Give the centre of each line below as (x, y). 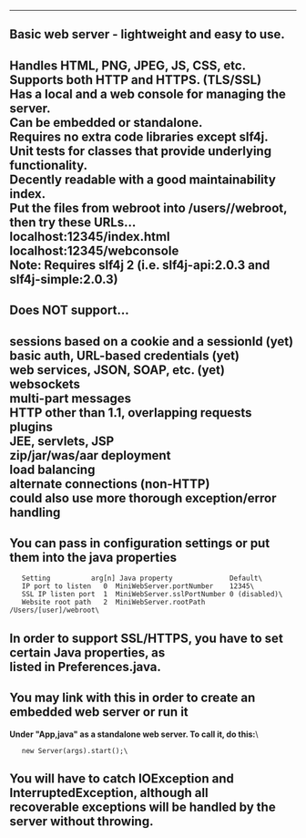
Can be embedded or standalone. (106, 123)
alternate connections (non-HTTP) (110, 484)
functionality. (49, 165)
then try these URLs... (73, 222)
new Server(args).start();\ (75, 750)
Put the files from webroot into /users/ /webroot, (148, 207)
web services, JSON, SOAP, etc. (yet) (117, 370)
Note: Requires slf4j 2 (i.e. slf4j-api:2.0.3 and (140, 265)
